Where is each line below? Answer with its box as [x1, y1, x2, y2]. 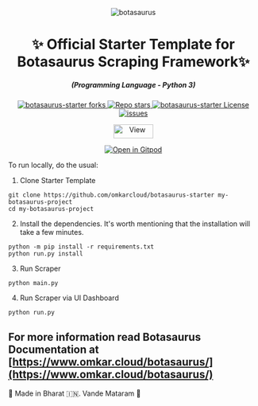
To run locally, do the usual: [8, 160, 98, 170]
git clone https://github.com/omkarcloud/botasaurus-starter [8, 191, 215, 199]
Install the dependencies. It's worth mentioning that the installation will [19, 219, 251, 228]
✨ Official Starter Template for [31, 36, 236, 53]
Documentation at [8, 342, 99, 356]
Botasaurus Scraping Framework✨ [17, 53, 250, 71]
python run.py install [8, 250, 83, 258]
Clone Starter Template [19, 176, 96, 185]
